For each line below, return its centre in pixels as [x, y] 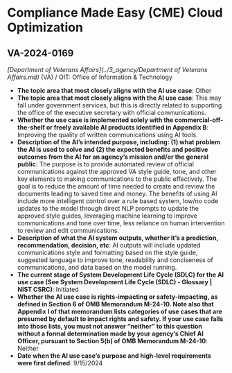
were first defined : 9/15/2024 [60, 363]
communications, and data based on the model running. [97, 267]
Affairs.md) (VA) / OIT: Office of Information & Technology [90, 77]
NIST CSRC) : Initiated [48, 289]
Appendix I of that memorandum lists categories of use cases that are [120, 311]
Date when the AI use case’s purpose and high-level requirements [114, 356]
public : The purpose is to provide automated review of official [105, 164]
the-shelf [31, 127]
